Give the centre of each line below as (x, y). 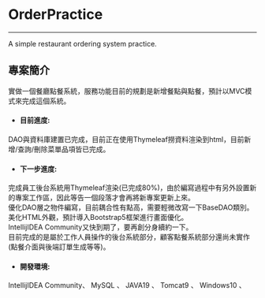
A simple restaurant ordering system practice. (83, 43)
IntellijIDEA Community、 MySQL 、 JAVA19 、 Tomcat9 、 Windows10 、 (127, 285)
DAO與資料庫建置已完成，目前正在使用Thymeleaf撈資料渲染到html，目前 (126, 139)
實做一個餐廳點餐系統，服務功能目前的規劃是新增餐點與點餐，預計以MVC (127, 91)
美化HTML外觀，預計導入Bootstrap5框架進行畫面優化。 (98, 218)
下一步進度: (38, 169)
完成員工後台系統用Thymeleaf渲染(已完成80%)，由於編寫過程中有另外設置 (129, 188)
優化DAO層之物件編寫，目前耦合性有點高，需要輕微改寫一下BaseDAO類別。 (131, 207)
